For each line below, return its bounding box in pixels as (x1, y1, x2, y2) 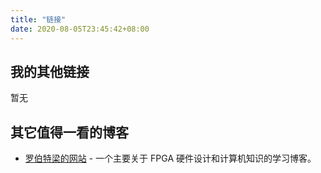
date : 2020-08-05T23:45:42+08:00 (10, 24, 150, 34)
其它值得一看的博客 (10, 124, 129, 141)
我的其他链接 (10, 63, 90, 80)
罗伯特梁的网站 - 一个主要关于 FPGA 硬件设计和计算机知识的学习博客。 (24, 152, 317, 165)
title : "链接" (10, 14, 67, 25)
